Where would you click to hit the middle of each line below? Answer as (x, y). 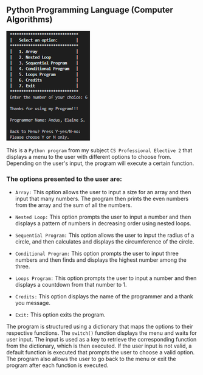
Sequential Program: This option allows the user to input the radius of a (105, 235)
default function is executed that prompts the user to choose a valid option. (101, 352)
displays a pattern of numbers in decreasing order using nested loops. (103, 223)
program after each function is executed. (57, 365)
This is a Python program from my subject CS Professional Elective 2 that (99, 150)
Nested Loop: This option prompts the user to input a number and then (103, 217)
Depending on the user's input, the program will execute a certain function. (100, 163)
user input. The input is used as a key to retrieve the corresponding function (101, 340)
